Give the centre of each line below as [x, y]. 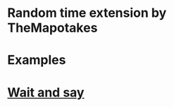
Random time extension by [87, 13]
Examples [37, 60]
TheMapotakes [52, 28]
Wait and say [46, 92]
